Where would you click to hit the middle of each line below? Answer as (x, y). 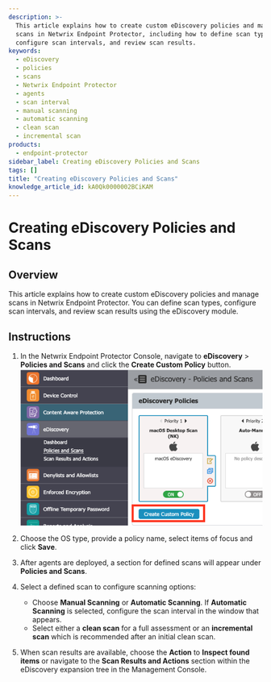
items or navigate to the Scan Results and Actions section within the (135, 660)
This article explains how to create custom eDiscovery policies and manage (134, 294)
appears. (47, 619)
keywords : (25, 51)
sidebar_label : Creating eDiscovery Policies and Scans (104, 161)
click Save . (38, 547)
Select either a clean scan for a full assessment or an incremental (142, 628)
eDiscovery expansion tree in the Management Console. (113, 669)
